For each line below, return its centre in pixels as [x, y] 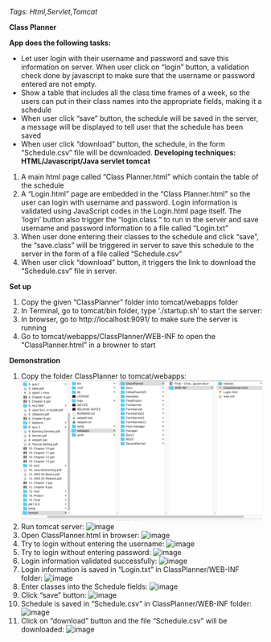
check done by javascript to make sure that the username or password [138, 75]
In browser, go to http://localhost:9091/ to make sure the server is [129, 319]
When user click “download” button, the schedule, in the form [123, 144]
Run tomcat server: [53, 527]
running [34, 328]
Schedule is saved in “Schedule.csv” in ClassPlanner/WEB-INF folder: [136, 604]
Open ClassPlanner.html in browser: [80, 536]
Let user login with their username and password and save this [125, 58]
